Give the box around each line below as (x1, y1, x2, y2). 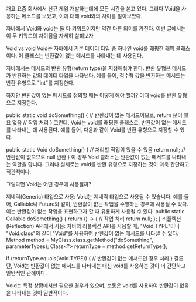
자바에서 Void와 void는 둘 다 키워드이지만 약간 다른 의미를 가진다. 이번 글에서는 (6, 25, 186, 32)
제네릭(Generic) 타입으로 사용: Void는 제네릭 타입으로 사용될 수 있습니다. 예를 (6, 193, 183, 200)
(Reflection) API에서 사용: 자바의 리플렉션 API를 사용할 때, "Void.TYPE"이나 (6, 223, 180, 229)
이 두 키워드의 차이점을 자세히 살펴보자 (6, 32, 94, 39)
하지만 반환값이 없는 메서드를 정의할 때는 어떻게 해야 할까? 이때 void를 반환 (6, 92, 177, 99)
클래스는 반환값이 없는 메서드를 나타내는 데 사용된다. (24, 52, 143, 59)
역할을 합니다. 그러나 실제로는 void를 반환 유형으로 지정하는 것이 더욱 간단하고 (12, 161, 190, 167)
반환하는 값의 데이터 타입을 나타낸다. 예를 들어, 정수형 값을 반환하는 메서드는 (12, 72, 185, 79)
